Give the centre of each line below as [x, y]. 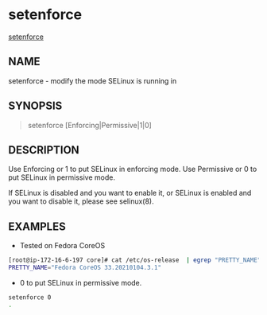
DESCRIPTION [44, 150]
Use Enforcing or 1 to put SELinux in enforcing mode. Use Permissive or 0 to [133, 169]
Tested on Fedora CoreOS [62, 246]
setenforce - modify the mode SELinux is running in [93, 80]
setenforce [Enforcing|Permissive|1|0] [90, 125]
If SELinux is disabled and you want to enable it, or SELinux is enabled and [130, 193]
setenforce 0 [30, 297]
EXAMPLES [37, 226]
